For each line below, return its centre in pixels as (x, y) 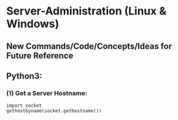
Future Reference (40, 55)
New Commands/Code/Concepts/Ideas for (89, 46)
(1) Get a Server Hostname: (47, 93)
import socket (24, 106)
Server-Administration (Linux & (87, 11)
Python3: (24, 76)
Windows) (33, 24)
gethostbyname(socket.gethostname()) (54, 111)
